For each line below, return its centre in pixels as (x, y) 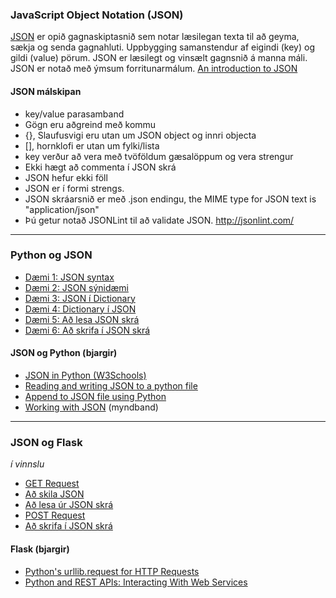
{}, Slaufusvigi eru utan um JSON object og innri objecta (140, 135)
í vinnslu (27, 464)
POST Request (55, 515)
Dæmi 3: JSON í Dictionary (80, 298)
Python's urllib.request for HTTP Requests (112, 571)
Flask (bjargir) (40, 549)
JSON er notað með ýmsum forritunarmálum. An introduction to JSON (154, 69)
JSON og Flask (46, 442)
